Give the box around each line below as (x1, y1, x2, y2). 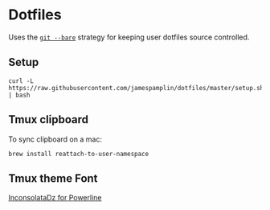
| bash (8, 91, 31, 99)
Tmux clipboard (8, 113, 88, 126)
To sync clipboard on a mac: (8, 134, 103, 144)
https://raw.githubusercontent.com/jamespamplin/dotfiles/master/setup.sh (8, 84, 264, 92)
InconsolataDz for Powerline (8, 193, 102, 203)
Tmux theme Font (8, 171, 98, 185)
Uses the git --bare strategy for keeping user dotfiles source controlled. (8, 32, 250, 42)
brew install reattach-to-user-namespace (8, 150, 149, 158)
